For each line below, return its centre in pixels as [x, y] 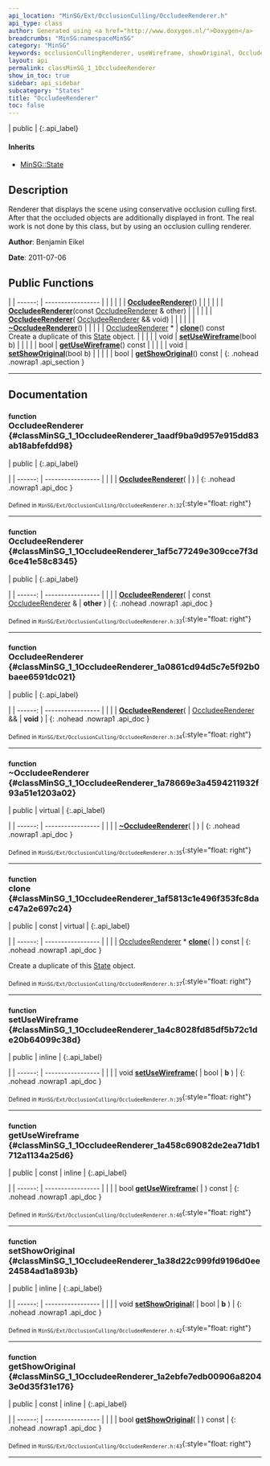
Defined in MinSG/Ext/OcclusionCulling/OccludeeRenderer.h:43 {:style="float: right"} [130, 1445]
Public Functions [51, 283]
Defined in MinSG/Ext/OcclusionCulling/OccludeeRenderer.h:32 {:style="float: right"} [130, 504]
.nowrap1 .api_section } [47, 362]
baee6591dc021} [42, 677]
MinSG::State [42, 165]
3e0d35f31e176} [41, 1386]
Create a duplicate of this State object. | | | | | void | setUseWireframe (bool [133, 336]
